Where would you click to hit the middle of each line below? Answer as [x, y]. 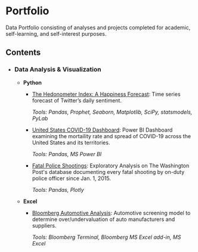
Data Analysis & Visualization [58, 70]
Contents [23, 53]
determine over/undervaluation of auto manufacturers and [103, 219]
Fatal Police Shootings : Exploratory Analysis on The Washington [111, 166]
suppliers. [44, 225]
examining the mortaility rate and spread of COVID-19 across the [112, 136]
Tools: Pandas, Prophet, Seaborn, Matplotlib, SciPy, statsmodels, [112, 112]
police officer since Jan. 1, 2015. [72, 178]
